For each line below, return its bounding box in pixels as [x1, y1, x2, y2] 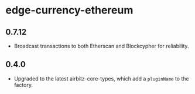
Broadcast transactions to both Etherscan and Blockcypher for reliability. [13, 42, 189, 49]
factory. [13, 81, 33, 88]
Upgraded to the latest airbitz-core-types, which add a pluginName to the [13, 75, 189, 82]
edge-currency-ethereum [5, 4, 134, 17]
